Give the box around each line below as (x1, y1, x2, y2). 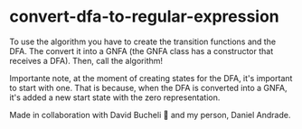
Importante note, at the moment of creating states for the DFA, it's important (9, 72, 293, 83)
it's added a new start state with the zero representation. (9, 92, 221, 103)
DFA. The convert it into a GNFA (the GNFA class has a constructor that (9, 45, 274, 56)
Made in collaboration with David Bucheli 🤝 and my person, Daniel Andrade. (9, 109, 291, 120)
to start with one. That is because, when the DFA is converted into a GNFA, (9, 82, 288, 93)
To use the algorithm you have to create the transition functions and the (9, 36, 277, 47)
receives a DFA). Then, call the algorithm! (9, 55, 164, 66)
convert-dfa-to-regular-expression (9, 6, 280, 27)
